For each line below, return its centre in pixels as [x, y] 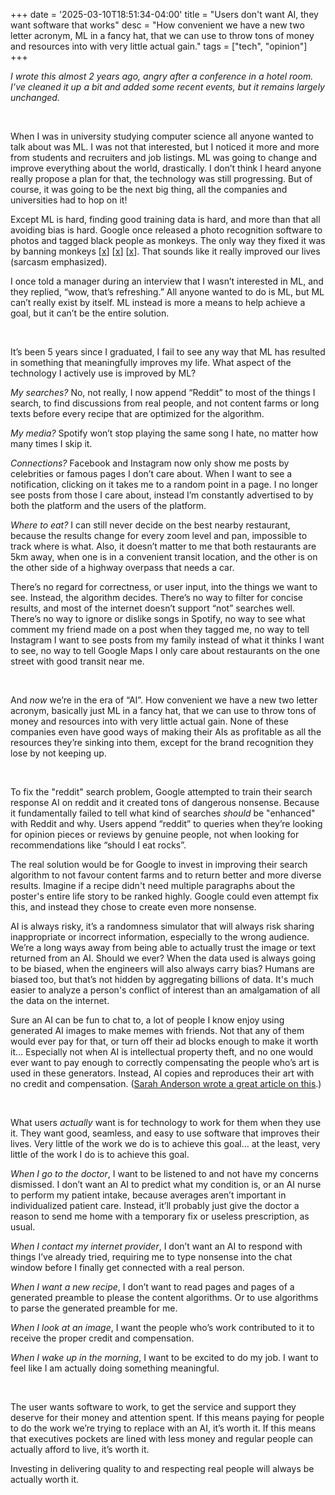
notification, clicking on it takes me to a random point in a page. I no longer [164, 484]
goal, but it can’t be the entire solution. [90, 313]
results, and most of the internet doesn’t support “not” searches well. [152, 608]
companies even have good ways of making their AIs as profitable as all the [166, 732]
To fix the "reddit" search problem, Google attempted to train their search [161, 792]
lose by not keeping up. [58, 753]
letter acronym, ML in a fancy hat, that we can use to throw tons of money [162, 35]
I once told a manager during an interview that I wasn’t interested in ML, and [167, 281]
